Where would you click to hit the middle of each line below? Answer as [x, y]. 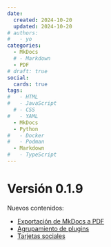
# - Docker [26, 135]
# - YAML [23, 116]
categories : [24, 46]
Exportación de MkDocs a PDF [61, 221]
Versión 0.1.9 [45, 189]
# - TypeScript [32, 155]
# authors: [23, 33]
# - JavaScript [32, 103]
